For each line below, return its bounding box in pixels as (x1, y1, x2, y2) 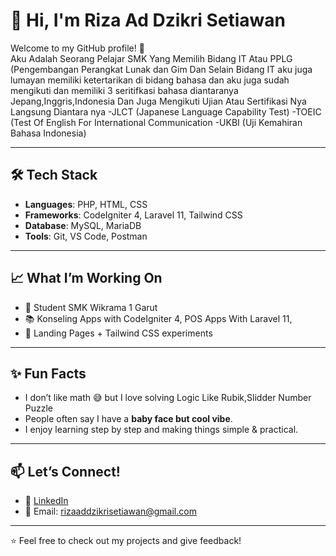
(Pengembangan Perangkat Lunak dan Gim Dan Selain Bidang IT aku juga (10, 63, 313, 75)
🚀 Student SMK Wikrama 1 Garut (24, 301, 158, 313)
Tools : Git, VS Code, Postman (24, 230, 148, 242)
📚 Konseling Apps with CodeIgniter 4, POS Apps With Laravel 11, (24, 312, 293, 324)
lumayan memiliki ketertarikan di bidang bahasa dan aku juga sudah (10, 74, 290, 86)
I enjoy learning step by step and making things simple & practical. (24, 424, 299, 436)
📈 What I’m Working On (10, 270, 163, 287)
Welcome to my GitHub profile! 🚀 (10, 42, 145, 54)
